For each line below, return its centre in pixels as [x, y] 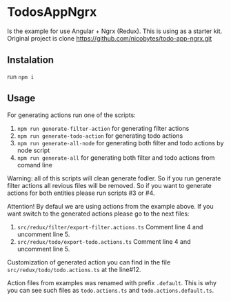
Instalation [30, 60]
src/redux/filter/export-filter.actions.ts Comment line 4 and [110, 227]
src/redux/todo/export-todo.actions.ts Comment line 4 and [104, 241]
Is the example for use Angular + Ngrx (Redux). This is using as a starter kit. [115, 31]
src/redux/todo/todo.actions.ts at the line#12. [74, 269]
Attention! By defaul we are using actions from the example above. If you [110, 206]
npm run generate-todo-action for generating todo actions [100, 136]
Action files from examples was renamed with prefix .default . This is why [112, 282]
